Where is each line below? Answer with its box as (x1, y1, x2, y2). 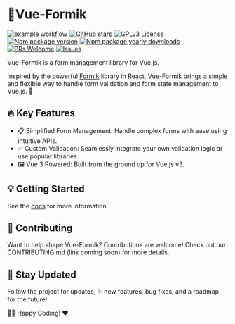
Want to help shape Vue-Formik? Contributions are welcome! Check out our (7, 241, 227, 249)
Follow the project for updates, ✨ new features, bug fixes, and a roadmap (7, 287, 220, 296)
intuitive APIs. (17, 137, 58, 145)
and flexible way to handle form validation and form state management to (7, 79, 219, 87)
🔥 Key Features (7, 107, 76, 119)
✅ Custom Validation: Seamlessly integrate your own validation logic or (17, 144, 223, 152)
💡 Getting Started (7, 183, 86, 195)
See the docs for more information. (7, 201, 109, 210)
